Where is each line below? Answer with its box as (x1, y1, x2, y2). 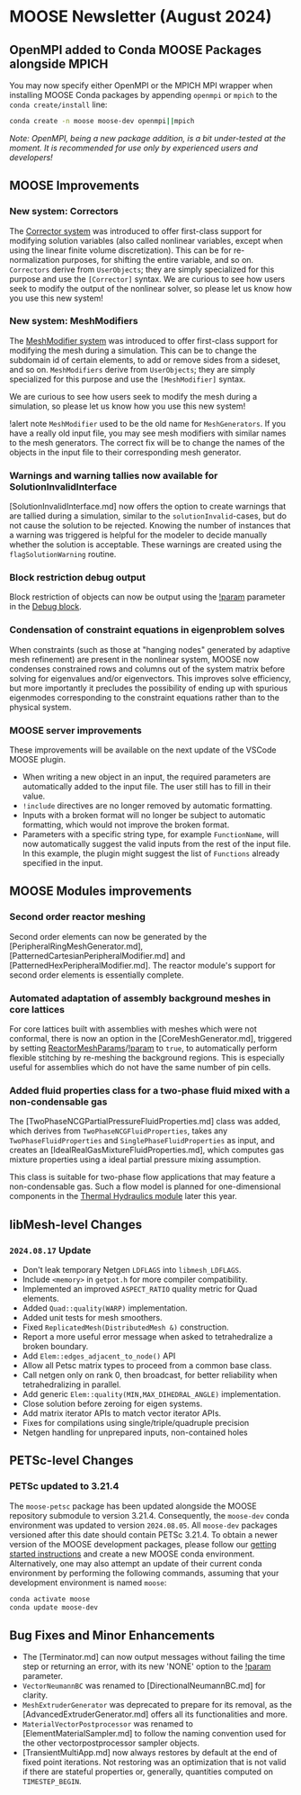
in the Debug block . (9, 601, 83, 612)
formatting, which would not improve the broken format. (22, 819, 230, 830)
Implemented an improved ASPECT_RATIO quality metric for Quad (22, 1284, 258, 1294)
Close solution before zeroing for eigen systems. (22, 1398, 203, 1410)
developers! (9, 151, 54, 163)
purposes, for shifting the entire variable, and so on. (61, 254, 254, 265)
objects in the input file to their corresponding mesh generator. (9, 446, 242, 457)
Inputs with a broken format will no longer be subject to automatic (22, 810, 266, 821)
